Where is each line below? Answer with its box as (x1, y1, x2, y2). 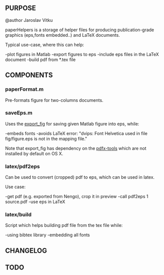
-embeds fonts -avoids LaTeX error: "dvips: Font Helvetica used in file (5, 130, 148, 136)
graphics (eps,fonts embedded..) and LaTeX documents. (5, 32, 120, 38)
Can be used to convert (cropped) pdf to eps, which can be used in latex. (5, 174, 155, 180)
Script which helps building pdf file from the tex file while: (5, 222, 123, 228)
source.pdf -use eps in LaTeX (5, 199, 65, 205)
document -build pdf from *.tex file (5, 57, 76, 63)
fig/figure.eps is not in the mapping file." (5, 136, 88, 141)
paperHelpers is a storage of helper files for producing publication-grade (5, 27, 155, 33)
